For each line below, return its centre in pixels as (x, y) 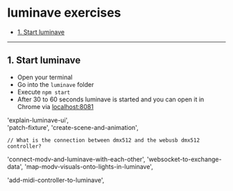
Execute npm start (44, 92)
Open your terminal (45, 77)
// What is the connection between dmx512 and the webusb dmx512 (103, 140)
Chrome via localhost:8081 (55, 106)
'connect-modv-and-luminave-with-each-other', (76, 159)
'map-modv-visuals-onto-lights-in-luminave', (89, 166)
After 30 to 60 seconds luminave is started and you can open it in (111, 99)
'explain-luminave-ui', (38, 120)
